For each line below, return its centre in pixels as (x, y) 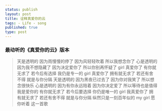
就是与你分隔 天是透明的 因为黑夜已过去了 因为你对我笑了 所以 (88, 79)
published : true (21, 28)
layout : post (18, 14)
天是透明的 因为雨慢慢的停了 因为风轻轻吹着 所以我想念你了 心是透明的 (87, 62)
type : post (16, 32)
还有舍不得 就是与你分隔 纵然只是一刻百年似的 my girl (96, 98)
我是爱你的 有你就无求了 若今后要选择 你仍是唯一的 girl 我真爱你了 (82, 92)
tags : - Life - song (26, 23)
